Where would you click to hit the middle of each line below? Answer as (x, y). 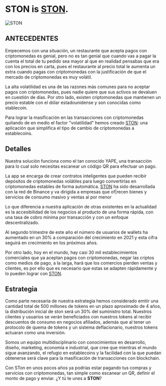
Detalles (18, 149)
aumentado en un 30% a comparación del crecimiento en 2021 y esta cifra (81, 237)
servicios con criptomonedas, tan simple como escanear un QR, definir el (80, 373)
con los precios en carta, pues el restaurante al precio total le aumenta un (80, 66)
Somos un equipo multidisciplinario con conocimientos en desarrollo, (76, 342)
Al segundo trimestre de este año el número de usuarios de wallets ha (77, 232)
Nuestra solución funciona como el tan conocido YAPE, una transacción (79, 161)
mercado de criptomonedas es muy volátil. (49, 77)
